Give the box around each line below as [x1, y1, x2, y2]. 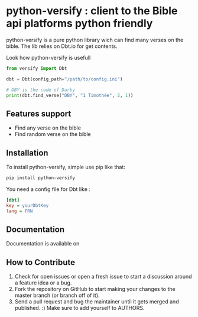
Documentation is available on [6, 240, 80, 247]
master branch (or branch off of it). [14, 292, 100, 299]
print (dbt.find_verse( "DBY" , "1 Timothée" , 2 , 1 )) [6, 92, 134, 98]
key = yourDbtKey [6, 202, 49, 208]
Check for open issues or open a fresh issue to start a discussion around [14, 273, 192, 280]
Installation [6, 148, 48, 158]
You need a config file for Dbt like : [6, 185, 90, 193]
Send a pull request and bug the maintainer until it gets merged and [14, 298, 179, 305]
